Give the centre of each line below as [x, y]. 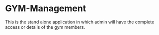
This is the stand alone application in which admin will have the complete [80, 22]
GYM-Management [46, 9]
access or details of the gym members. [45, 27]
